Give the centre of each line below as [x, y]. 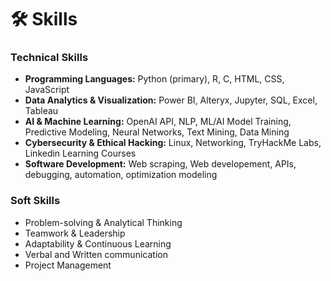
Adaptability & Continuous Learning [98, 243]
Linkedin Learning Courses [80, 153]
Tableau [41, 111]
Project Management [68, 265]
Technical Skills [49, 58]
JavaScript [47, 90]
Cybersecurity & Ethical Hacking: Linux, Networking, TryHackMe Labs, [173, 143]
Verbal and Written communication [96, 254]
